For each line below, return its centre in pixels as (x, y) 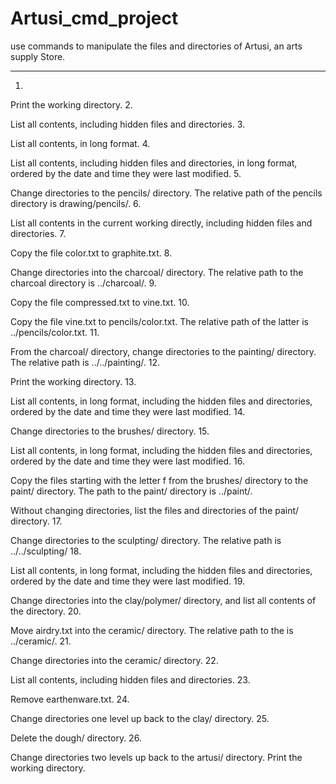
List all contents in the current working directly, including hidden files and (161, 223)
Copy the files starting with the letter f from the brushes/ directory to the (159, 480)
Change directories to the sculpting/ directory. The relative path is (146, 540)
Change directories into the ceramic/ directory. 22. (114, 660)
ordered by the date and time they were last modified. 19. (128, 581)
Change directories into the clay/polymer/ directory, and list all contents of (163, 600)
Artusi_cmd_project (94, 18)
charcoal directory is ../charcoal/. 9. (83, 283)
